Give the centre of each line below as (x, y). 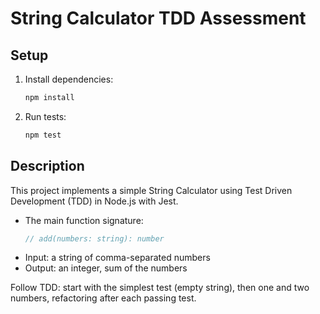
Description (47, 166)
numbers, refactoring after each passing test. (103, 298)
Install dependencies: (69, 79)
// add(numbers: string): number (94, 238)
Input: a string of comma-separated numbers (117, 258)
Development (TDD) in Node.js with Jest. (94, 201)
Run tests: (45, 116)
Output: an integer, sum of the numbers (106, 268)
